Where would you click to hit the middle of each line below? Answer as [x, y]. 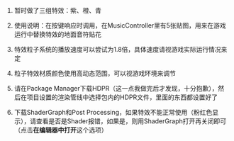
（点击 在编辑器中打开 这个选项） [61, 130]
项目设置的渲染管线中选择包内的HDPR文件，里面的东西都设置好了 [122, 97]
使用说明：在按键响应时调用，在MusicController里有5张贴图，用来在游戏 [120, 26]
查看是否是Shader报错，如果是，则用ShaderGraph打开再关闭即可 [131, 121]
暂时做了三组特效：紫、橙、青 [57, 10]
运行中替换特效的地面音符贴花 [57, 34]
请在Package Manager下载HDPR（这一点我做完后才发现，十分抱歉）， [116, 88]
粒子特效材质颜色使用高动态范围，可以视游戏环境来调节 [95, 73]
